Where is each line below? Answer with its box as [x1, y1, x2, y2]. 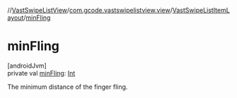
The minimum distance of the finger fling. [7, 82, 128, 91]
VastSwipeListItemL [172, 6, 230, 14]
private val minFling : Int [7, 68, 76, 77]
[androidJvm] [7, 61, 47, 70]
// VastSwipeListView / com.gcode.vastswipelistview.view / [7, 6, 173, 14]
